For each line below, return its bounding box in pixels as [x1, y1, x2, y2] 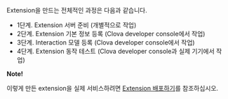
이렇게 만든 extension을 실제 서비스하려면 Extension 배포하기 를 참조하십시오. [6, 84, 219, 92]
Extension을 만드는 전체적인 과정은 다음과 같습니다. [6, 6, 148, 14]
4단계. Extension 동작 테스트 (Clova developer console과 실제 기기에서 [16, 47, 215, 55]
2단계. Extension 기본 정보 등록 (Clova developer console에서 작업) [16, 30, 206, 38]
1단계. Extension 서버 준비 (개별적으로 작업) [16, 21, 137, 29]
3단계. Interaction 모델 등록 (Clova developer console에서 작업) [16, 38, 195, 47]
